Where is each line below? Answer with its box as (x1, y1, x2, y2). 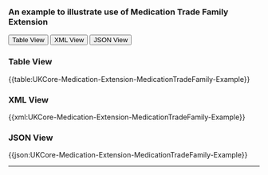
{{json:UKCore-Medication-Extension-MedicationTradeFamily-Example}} (8, 150, 248, 160)
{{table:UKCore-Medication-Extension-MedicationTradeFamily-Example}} (8, 74, 250, 84)
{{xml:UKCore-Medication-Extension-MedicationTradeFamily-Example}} (8, 112, 246, 122)
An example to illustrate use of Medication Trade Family (8, 6, 229, 17)
